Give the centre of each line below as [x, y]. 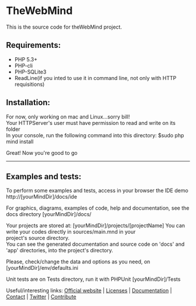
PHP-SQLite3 [30, 72]
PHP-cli [24, 65]
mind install [20, 141]
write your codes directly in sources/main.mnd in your [71, 232]
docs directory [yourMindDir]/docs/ [49, 214]
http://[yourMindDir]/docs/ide [42, 197]
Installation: [28, 102]
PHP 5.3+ [26, 59]
